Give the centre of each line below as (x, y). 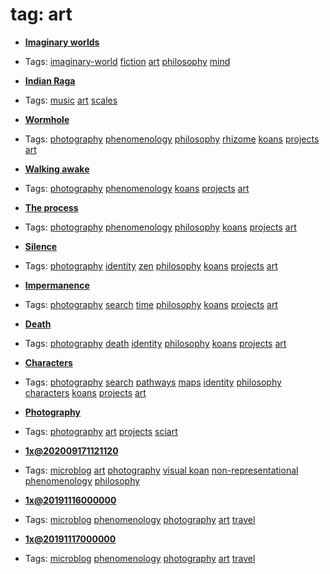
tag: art (41, 14)
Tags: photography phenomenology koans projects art (137, 188)
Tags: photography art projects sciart (101, 431)
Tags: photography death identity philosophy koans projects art (155, 343)
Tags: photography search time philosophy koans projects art (151, 304)
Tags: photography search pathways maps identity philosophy (153, 382)
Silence (41, 246)
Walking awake (57, 169)
